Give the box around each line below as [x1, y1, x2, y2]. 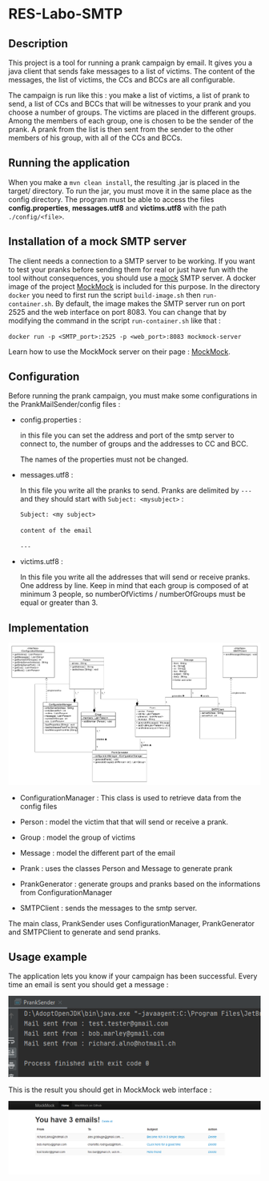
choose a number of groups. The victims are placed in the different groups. [8, 107, 256, 117]
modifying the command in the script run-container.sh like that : [8, 316, 222, 325]
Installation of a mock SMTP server [8, 235, 187, 248]
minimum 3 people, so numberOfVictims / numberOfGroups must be [19, 590, 246, 599]
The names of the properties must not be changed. [19, 454, 189, 465]
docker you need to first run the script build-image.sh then [8, 290, 202, 300]
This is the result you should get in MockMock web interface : [8, 1085, 212, 1094]
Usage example [8, 950, 88, 964]
